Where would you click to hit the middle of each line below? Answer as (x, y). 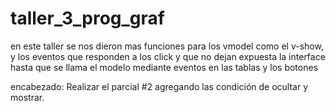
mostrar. (27, 97)
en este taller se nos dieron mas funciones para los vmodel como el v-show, (167, 46)
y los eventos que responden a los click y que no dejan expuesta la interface (168, 56)
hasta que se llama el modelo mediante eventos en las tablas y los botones (164, 67)
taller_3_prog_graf (87, 18)
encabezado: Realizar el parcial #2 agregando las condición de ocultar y (159, 86)
